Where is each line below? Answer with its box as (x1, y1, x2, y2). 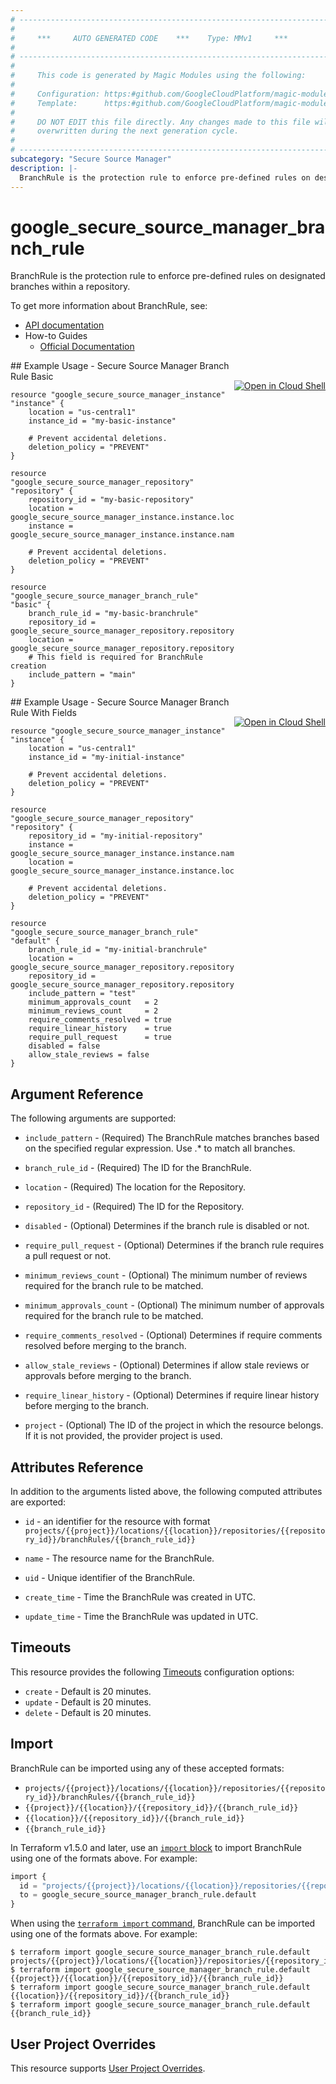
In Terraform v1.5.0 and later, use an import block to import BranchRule (10, 1841, 302, 1853)
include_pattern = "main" (28, 670, 137, 680)
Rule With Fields (10, 707, 77, 719)
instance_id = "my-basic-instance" (28, 416, 177, 426)
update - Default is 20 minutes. (24, 1696, 152, 1708)
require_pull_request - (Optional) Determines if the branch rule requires (24, 1239, 325, 1251)
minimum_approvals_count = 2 (28, 997, 159, 1008)
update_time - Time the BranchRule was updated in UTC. (24, 1611, 259, 1623)
